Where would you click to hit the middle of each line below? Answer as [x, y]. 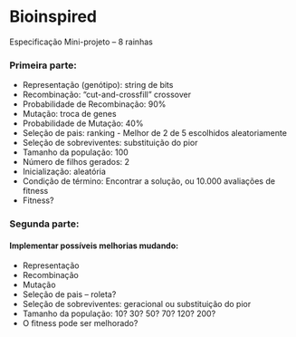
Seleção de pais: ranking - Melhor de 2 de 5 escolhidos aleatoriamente [155, 133]
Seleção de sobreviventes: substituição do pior [110, 143]
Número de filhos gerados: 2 [76, 162]
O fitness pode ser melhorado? [80, 323]
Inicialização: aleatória [64, 172]
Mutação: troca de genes [69, 114]
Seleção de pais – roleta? [69, 294]
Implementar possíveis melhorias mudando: [94, 246]
